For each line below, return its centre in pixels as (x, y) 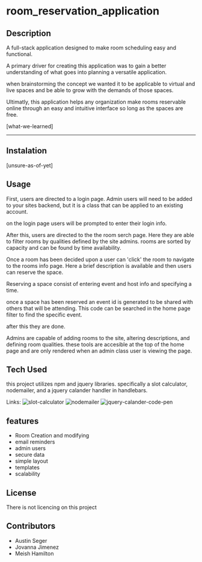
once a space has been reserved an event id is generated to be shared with (100, 301)
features (23, 421)
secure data (30, 455)
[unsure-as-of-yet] (29, 165)
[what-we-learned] (30, 126)
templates (27, 468)
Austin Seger (31, 540)
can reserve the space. (35, 272)
